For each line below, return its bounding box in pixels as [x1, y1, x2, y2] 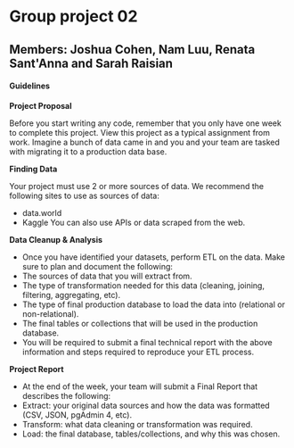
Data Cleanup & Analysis [9, 234, 103, 245]
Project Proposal [9, 100, 73, 111]
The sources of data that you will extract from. [21, 270, 193, 281]
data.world [21, 207, 62, 218]
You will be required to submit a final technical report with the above [21, 336, 274, 347]
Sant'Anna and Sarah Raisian [9, 55, 174, 71]
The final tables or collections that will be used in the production [21, 318, 258, 328]
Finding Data [9, 163, 58, 174]
